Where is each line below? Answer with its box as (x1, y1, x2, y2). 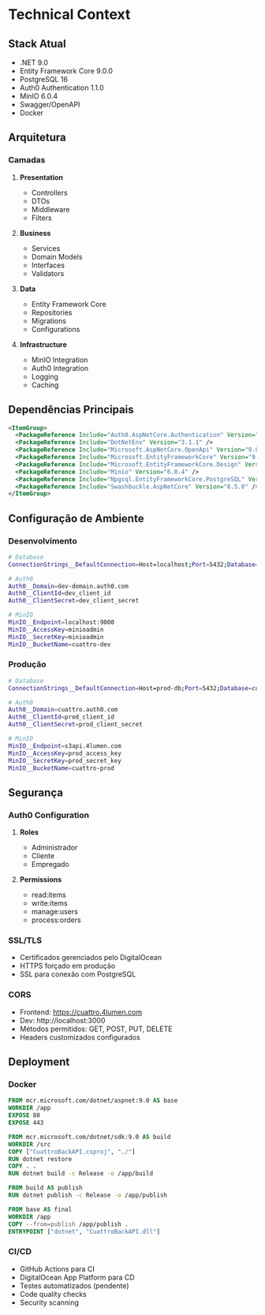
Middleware (31, 204, 70, 214)
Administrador (31, 842, 78, 853)
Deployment (8, 1055, 70, 1069)
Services (31, 243, 61, 253)
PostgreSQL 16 (19, 75, 69, 84)
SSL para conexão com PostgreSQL (19, 969, 136, 979)
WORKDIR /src (8, 1140, 51, 1149)
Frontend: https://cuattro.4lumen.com (19, 1007, 143, 1017)
